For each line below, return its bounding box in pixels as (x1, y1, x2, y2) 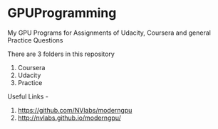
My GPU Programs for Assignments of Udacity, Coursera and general (7, 28, 212, 37)
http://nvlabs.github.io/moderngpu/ (17, 113, 121, 122)
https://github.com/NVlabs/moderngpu (17, 106, 133, 114)
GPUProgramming (7, 5, 117, 21)
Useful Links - (7, 92, 48, 101)
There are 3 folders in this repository (7, 50, 115, 58)
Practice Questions (7, 35, 63, 44)
